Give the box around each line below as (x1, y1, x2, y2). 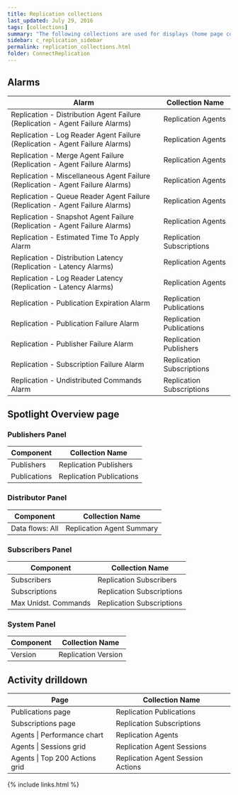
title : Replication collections (7, 10, 103, 18)
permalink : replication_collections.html (7, 43, 132, 50)
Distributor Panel (7, 493, 67, 503)
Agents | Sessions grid (11, 742, 86, 752)
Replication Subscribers (97, 575, 177, 585)
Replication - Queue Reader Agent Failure (11, 191, 150, 201)
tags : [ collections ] (7, 23, 69, 31)
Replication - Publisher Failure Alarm (11, 338, 133, 348)
